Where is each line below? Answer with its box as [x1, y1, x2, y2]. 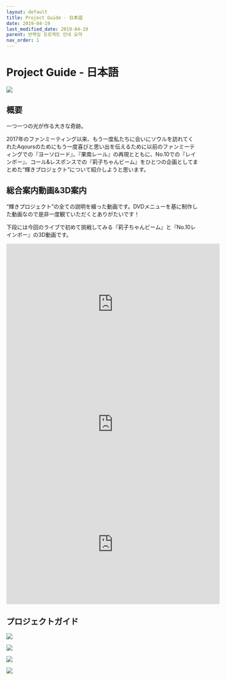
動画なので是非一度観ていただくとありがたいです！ [11, 210, 140, 217]
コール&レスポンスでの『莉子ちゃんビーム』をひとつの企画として [30, 158, 193, 165]
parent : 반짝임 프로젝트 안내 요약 [6, 32, 83, 38]
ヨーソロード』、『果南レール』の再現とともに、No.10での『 [38, 150, 186, 157]
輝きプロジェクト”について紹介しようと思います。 [24, 165, 149, 173]
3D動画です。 [38, 231, 72, 238]
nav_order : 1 [6, 37, 40, 43]
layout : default [6, 9, 48, 15]
